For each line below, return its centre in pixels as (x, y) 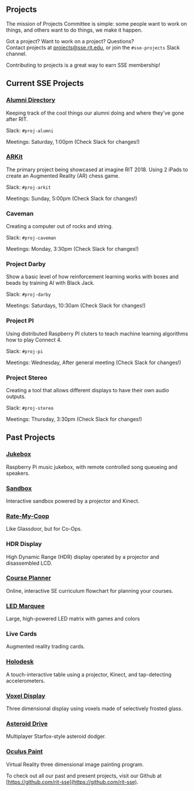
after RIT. (17, 119)
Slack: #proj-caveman (31, 238)
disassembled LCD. (29, 563)
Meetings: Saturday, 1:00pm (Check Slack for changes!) (73, 141)
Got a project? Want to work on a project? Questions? (70, 41)
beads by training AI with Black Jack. (50, 283)
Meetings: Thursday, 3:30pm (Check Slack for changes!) (74, 419)
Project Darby (26, 264)
